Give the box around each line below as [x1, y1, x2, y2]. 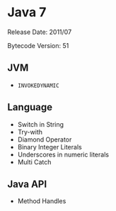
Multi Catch [17, 157, 52, 166]
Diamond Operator [17, 135, 72, 144]
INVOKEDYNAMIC [17, 82, 59, 89]
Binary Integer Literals [17, 142, 83, 151]
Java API [7, 178, 47, 190]
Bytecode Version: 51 [7, 41, 69, 50]
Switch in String [17, 120, 64, 128]
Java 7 [7, 4, 47, 21]
